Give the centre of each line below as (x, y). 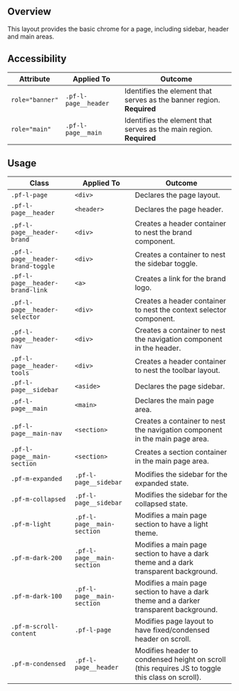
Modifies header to (166, 650)
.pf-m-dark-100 (37, 596)
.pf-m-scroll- (35, 627)
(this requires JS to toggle (178, 668)
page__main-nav (37, 434)
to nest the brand (163, 233)
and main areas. (31, 36)
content (24, 634)
